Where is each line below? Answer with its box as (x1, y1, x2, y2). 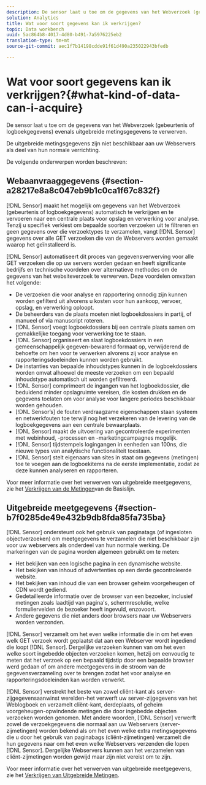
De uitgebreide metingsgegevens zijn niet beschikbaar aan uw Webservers (6, 139, 196, 147)
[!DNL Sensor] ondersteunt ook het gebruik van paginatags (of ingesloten (6, 529, 193, 536)
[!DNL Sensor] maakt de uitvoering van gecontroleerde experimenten (15, 427, 191, 435)
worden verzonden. (15, 619, 65, 626)
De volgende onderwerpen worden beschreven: (6, 158, 128, 166)
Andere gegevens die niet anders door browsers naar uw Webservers (15, 612, 192, 619)
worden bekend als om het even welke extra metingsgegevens (39, 727, 197, 735)
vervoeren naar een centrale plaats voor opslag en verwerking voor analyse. (6, 215, 199, 222)
